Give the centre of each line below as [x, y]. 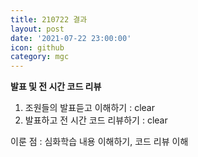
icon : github [37, 47]
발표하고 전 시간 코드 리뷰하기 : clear [96, 120]
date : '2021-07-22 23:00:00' [71, 38]
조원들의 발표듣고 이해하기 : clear [89, 108]
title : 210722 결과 [49, 19]
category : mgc [40, 57]
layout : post [37, 29]
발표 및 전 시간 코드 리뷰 [56, 87]
